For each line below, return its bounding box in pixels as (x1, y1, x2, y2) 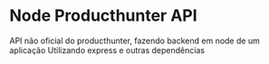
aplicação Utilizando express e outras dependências (9, 44, 206, 55)
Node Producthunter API (9, 5, 197, 26)
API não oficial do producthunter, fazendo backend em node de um (9, 35, 260, 46)
